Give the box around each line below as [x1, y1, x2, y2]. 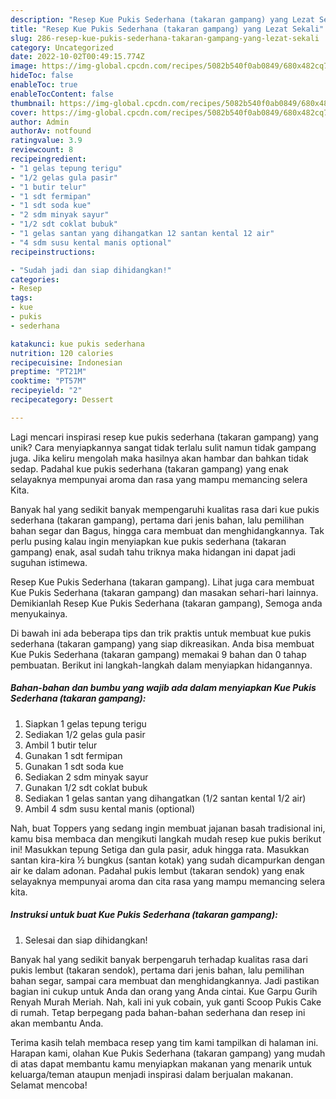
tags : [10, 293, 33, 303]
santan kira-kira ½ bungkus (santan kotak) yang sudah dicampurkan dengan [10, 854, 325, 866]
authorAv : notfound [10, 126, 92, 136]
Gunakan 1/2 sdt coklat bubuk [24, 781, 148, 793]
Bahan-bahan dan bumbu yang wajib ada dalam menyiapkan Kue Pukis [10, 682, 317, 694]
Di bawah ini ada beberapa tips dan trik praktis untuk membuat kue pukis [10, 627, 312, 639]
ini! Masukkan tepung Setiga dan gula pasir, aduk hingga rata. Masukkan [10, 843, 310, 855]
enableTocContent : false [10, 89, 114, 99]
